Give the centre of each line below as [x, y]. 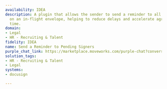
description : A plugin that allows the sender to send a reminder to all [83, 14]
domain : [13, 28]
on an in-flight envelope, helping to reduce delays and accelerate [82, 19]
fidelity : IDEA [21, 42]
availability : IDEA [25, 10]
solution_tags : [21, 56]
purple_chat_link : [24, 51]
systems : [14, 70]
